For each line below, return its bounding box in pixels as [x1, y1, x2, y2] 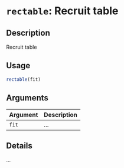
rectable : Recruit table [6, 4, 119, 18]
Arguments [6, 93, 49, 103]
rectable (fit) [6, 76, 41, 83]
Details [6, 141, 32, 151]
